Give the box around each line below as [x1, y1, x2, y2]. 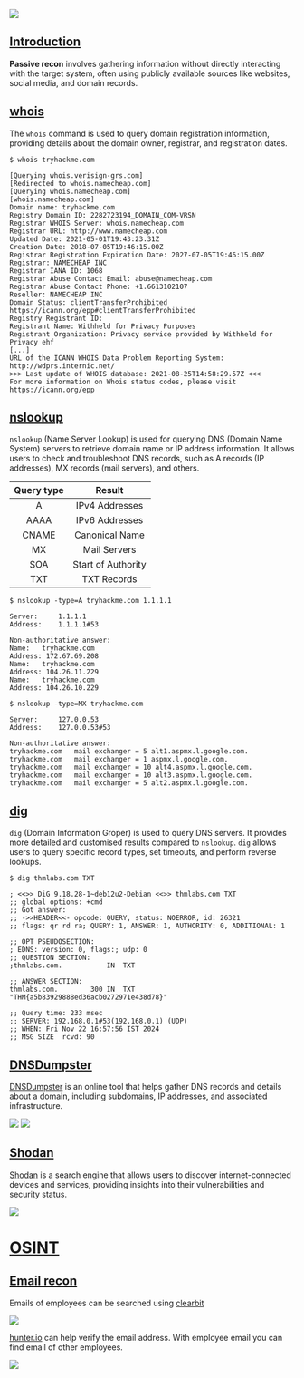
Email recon [9, 1274, 78, 1289]
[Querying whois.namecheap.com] [9, 187, 131, 196]
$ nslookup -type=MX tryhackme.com [9, 699, 144, 709]
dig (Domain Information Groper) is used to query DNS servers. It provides [9, 828, 287, 839]
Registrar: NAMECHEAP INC [9, 258, 107, 267]
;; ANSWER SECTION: [9, 977, 83, 986]
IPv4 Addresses [75, 500, 144, 512]
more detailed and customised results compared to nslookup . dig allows [9, 837, 277, 848]
